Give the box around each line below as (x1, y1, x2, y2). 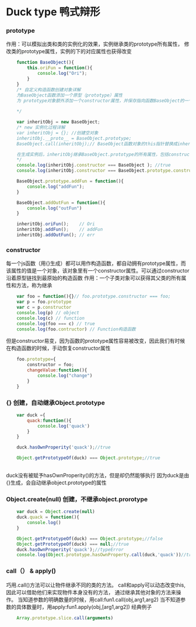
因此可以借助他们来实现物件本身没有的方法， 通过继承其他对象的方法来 (6, 588, 176, 595)
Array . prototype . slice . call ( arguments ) (16, 615, 114, 621)
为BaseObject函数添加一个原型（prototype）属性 (16, 92, 123, 98)
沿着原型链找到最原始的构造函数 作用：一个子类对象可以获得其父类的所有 (6, 274, 181, 281)
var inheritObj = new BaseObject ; (16, 119, 100, 125)
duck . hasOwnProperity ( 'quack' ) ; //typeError (16, 546, 124, 553)
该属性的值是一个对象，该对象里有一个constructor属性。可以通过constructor (6, 267, 190, 274)
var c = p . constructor (16, 305, 72, 311)
